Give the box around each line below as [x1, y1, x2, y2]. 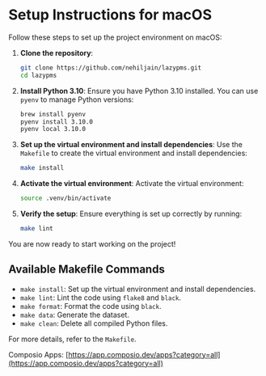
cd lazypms [19, 71, 57, 79]
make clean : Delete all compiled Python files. [19, 318, 168, 328]
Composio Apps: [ [8, 349, 69, 359]
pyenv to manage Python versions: [19, 95, 134, 104]
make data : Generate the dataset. [19, 310, 129, 319]
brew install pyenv [19, 110, 87, 118]
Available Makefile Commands [8, 263, 166, 277]
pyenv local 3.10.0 [19, 125, 87, 133]
